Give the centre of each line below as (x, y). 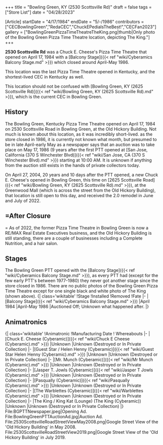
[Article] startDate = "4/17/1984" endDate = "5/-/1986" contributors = (75, 22)
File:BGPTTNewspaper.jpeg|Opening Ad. (46, 411)
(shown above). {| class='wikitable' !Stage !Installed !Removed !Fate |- (76, 296)
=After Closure (28, 216)
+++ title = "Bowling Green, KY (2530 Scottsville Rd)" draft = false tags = (79, 7)
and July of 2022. (23, 201)
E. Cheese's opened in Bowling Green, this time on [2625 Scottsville (73, 180)
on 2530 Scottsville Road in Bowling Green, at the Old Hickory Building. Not (81, 129)
